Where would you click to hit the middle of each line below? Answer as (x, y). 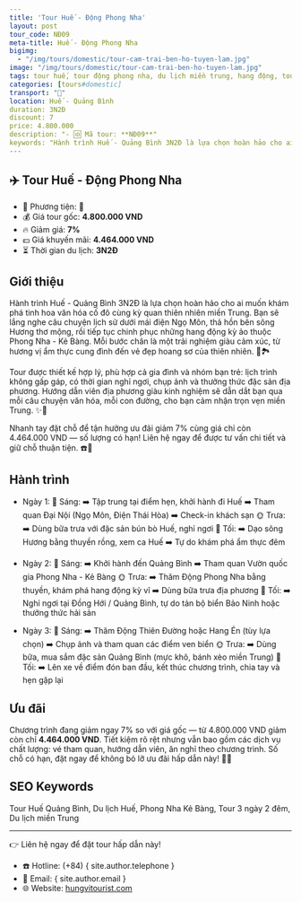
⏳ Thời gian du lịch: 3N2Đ (70, 250)
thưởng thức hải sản (59, 613)
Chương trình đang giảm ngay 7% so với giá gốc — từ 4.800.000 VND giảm (148, 730)
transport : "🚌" (38, 92)
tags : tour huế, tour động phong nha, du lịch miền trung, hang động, (144, 76)
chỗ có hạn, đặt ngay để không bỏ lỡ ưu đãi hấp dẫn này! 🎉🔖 (121, 758)
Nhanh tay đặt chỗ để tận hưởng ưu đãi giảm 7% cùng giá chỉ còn (130, 428)
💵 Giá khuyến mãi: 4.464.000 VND (88, 240)
